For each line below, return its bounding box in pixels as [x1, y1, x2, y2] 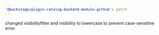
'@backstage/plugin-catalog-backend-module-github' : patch [5, 7, 127, 12]
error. [5, 25, 16, 31]
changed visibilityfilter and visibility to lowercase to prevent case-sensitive [5, 20, 155, 26]
